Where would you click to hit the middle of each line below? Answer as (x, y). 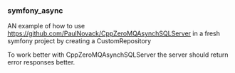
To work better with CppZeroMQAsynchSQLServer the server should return (118, 55)
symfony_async (35, 11)
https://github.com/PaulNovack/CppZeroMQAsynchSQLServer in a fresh (114, 33)
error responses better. (41, 62)
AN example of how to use (46, 26)
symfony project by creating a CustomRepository (79, 41)
